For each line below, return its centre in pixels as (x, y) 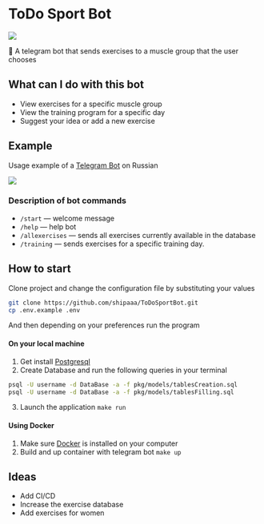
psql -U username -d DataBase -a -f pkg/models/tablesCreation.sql (123, 384)
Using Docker (31, 425)
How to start (40, 269)
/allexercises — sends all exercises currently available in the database (138, 235)
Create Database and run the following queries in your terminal (124, 370)
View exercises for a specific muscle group (91, 104)
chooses (23, 59)
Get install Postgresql (55, 361)
